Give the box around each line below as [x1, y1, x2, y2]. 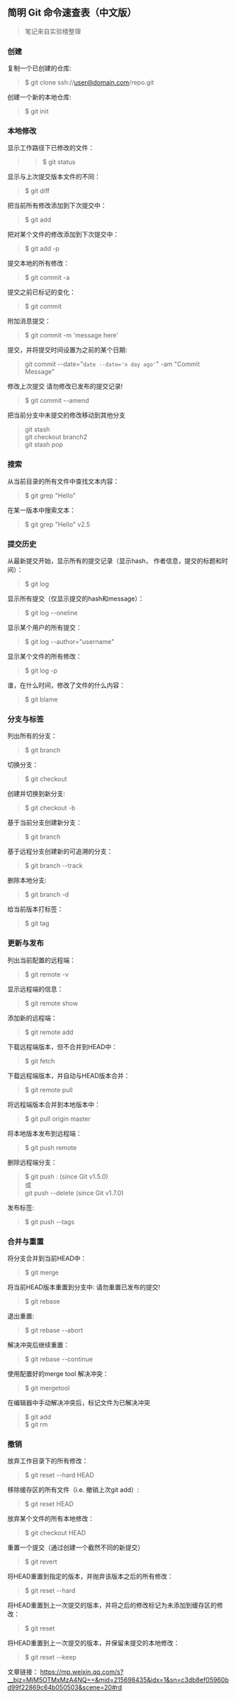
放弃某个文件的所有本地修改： [7, 1515, 94, 1523]
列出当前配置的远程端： [7, 955, 76, 964]
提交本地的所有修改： [7, 259, 69, 268]
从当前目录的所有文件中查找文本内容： [7, 477, 119, 485]
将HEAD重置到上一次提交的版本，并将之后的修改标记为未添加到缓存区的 [7, 1601, 218, 1610]
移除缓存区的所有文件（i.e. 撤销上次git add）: [7, 1485, 140, 1494]
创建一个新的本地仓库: [7, 93, 72, 102]
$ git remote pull [24, 1085, 73, 1094]
